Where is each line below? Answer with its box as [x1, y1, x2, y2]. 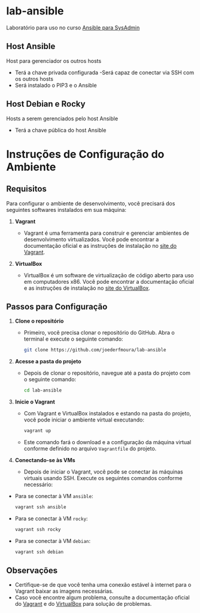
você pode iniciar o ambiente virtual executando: [23, 416, 145, 423]
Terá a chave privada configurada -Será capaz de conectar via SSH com [14, 69, 195, 76]
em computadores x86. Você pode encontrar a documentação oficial [23, 278, 195, 285]
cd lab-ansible [23, 387, 62, 393]
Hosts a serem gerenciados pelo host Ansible [6, 115, 119, 122]
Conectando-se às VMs [14, 457, 76, 463]
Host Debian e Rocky [6, 99, 86, 109]
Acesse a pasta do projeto [14, 358, 82, 365]
